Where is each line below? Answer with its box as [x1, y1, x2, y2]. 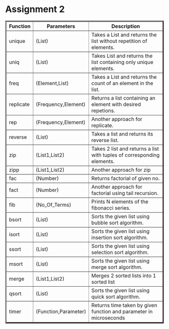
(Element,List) [36, 80, 69, 87]
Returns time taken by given [91, 301, 157, 308]
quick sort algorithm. [91, 293, 140, 300]
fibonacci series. [91, 204, 131, 211]
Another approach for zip [91, 166, 151, 173]
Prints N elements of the [91, 198, 148, 205]
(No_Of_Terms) [36, 201, 71, 208]
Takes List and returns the [91, 52, 153, 59]
